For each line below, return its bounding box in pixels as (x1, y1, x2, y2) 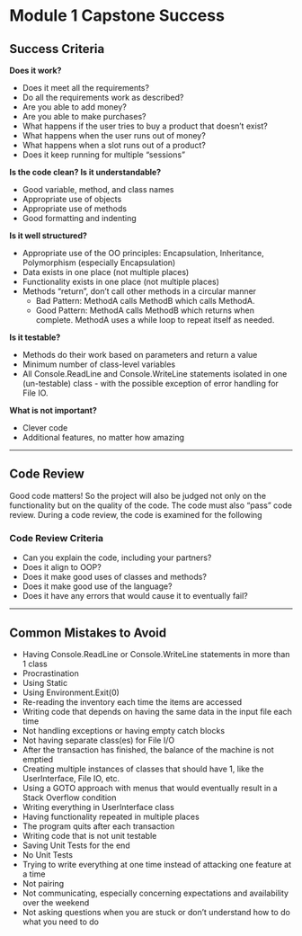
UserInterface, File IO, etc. (22, 772, 120, 783)
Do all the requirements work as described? (22, 92, 184, 103)
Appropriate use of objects (22, 194, 122, 204)
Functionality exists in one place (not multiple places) (22, 276, 220, 287)
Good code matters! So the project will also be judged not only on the (9, 490, 267, 501)
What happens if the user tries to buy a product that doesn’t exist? (22, 120, 268, 131)
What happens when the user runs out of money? (22, 130, 207, 140)
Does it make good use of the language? (22, 581, 173, 592)
